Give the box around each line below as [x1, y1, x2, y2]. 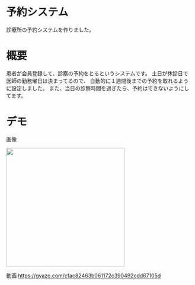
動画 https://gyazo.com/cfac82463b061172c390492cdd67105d [6, 272, 161, 279]
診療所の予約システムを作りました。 [6, 26, 95, 33]
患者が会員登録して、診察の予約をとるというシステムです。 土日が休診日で [6, 69, 188, 77]
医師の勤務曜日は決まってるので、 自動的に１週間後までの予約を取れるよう [6, 77, 189, 84]
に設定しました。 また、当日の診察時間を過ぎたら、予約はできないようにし [6, 84, 190, 92]
